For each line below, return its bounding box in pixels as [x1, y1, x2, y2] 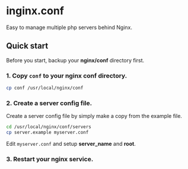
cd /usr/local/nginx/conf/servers [6, 124, 92, 130]
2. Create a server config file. [6, 99, 93, 107]
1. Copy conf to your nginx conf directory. [6, 71, 128, 79]
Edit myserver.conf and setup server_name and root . [6, 140, 136, 147]
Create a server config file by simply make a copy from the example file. [6, 113, 183, 120]
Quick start [6, 41, 49, 51]
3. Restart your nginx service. [6, 155, 94, 163]
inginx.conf [6, 4, 64, 18]
